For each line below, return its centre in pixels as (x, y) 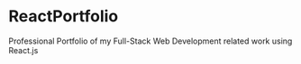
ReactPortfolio (64, 16)
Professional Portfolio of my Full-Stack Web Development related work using (150, 41)
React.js (23, 50)
